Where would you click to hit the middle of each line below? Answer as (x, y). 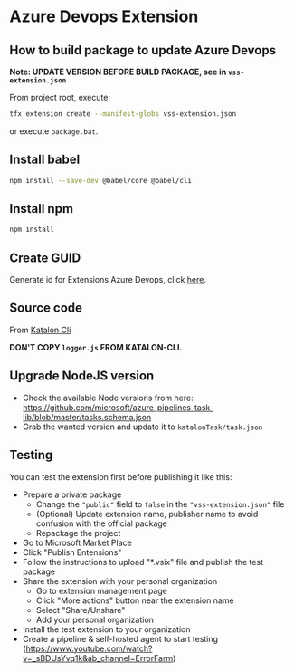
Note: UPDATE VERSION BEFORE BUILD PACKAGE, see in (118, 72)
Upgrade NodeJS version (82, 376)
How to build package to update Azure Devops (143, 50)
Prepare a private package (72, 494)
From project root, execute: (60, 97)
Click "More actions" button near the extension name (135, 600)
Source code (46, 308)
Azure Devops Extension (104, 17)
